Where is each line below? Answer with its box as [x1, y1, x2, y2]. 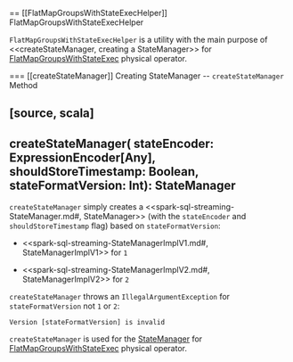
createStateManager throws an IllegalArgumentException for [9, 292, 230, 302]
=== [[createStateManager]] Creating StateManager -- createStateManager [9, 70, 285, 81]
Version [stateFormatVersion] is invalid [9, 318, 166, 327]
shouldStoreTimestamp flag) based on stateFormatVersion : [9, 220, 221, 231]
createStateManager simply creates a [9, 202, 144, 212]
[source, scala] [9, 106, 95, 121]
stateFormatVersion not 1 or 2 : [9, 300, 120, 311]
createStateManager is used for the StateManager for [9, 333, 203, 344]
